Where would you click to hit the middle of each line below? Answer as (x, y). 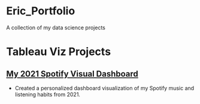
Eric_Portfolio (41, 11)
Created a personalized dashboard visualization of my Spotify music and (104, 88)
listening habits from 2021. (48, 94)
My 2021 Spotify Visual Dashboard (72, 74)
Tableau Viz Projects (59, 52)
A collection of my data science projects (56, 27)
